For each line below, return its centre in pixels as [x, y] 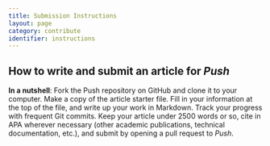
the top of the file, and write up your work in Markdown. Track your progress [135, 108]
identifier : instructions [52, 38]
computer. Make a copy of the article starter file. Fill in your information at [131, 99]
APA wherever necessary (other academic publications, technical [117, 125]
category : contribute [45, 31]
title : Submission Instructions [62, 16]
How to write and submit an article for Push [119, 71]
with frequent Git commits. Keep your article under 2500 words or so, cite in [135, 116]
